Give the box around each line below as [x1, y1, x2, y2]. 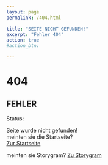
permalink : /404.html [6, 15, 62, 21]
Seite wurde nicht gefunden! [6, 127, 78, 134]
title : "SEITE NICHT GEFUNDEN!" [6, 26, 88, 32]
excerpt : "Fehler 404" [6, 31, 64, 37]
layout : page [6, 9, 40, 15]
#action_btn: [6, 43, 40, 49]
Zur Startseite [6, 140, 41, 147]
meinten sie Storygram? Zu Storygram [6, 152, 102, 159]
